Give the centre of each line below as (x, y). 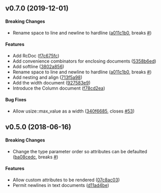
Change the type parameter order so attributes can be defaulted (80, 151)
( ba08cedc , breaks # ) (35, 157)
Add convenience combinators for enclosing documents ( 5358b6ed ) (84, 61)
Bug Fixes (16, 100)
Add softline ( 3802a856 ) (38, 66)
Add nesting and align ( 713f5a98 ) (47, 77)
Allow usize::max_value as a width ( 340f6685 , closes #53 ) (73, 111)
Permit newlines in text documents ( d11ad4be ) (61, 185)
